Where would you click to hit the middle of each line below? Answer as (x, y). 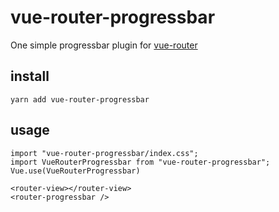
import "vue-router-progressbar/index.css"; (104, 153)
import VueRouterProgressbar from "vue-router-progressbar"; (140, 162)
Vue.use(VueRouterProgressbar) (75, 171)
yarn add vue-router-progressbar (80, 99)
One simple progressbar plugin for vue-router (104, 45)
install (30, 76)
